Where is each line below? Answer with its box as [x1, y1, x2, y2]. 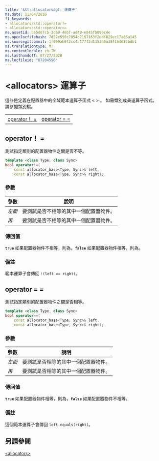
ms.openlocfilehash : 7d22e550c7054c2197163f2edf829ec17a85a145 [5, 35, 137, 40]
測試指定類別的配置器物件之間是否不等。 [5, 148, 87, 154]
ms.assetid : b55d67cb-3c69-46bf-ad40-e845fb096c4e [5, 30, 111, 35]
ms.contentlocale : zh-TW [5, 48, 56, 53]
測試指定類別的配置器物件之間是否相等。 [5, 299, 87, 305]
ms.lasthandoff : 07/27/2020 [5, 53, 63, 58]
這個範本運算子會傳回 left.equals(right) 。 [5, 421, 93, 427]
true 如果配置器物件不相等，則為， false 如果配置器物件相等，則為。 [5, 245, 143, 251]
